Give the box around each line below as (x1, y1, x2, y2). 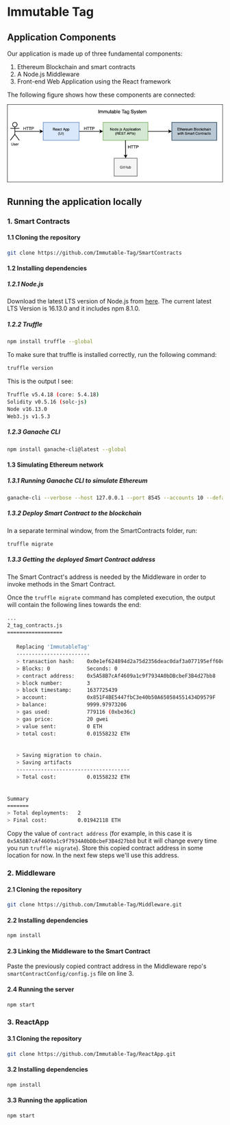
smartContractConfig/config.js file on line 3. (7, 969, 134, 978)
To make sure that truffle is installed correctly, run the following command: (7, 351, 217, 359)
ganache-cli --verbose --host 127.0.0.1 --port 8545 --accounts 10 (7, 495, 204, 502)
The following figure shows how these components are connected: (7, 90, 196, 99)
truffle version (7, 364, 53, 372)
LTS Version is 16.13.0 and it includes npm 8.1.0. (7, 304, 140, 312)
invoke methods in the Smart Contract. (7, 580, 116, 588)
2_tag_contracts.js (7, 621, 63, 629)
